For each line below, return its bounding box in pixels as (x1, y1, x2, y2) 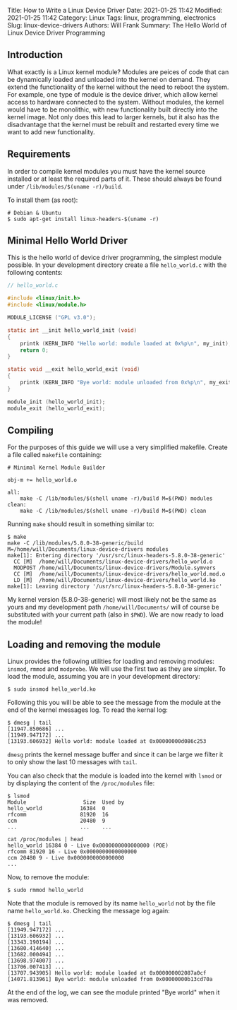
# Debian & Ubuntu (7, 209, 61, 216)
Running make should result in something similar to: (7, 520, 154, 528)
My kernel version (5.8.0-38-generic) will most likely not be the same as (7, 595, 217, 604)
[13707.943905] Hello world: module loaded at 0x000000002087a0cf (7, 970, 207, 977)
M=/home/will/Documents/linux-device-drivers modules (7, 546, 169, 553)
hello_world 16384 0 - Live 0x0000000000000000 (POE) (7, 842, 169, 850)
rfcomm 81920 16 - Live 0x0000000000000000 (7, 848, 138, 855)
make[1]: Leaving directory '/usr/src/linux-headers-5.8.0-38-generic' (7, 583, 222, 590)
